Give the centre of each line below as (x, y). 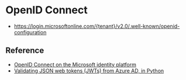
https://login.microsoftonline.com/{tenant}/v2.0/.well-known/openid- (97, 26)
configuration (30, 32)
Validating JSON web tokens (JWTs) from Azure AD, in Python (89, 71)
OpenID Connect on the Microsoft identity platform (75, 64)
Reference (25, 51)
